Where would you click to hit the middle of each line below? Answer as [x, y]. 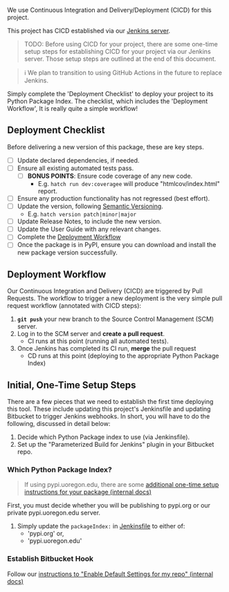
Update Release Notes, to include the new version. [89, 221]
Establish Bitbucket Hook [50, 559]
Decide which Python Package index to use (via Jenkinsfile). [103, 437]
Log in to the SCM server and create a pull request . [91, 334]
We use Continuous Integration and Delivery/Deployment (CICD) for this [110, 10]
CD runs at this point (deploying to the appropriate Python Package [123, 356]
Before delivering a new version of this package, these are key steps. [106, 147]
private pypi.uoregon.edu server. [54, 513]
